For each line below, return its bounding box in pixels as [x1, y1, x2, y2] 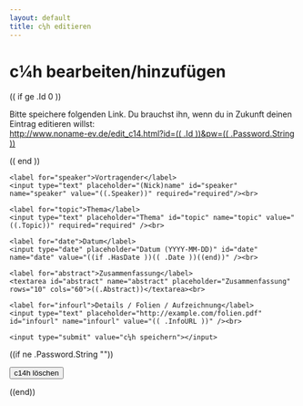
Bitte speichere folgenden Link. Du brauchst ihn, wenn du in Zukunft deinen [9, 109, 293, 120]
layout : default [9, 13, 71, 23]
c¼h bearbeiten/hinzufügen [9, 61, 227, 82]
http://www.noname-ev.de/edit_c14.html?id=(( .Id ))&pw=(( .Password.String [9, 129, 295, 140]
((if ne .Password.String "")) [9, 349, 114, 360]
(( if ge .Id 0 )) [9, 91, 62, 102]
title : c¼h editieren [9, 22, 92, 31]
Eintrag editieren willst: [9, 119, 96, 130]
